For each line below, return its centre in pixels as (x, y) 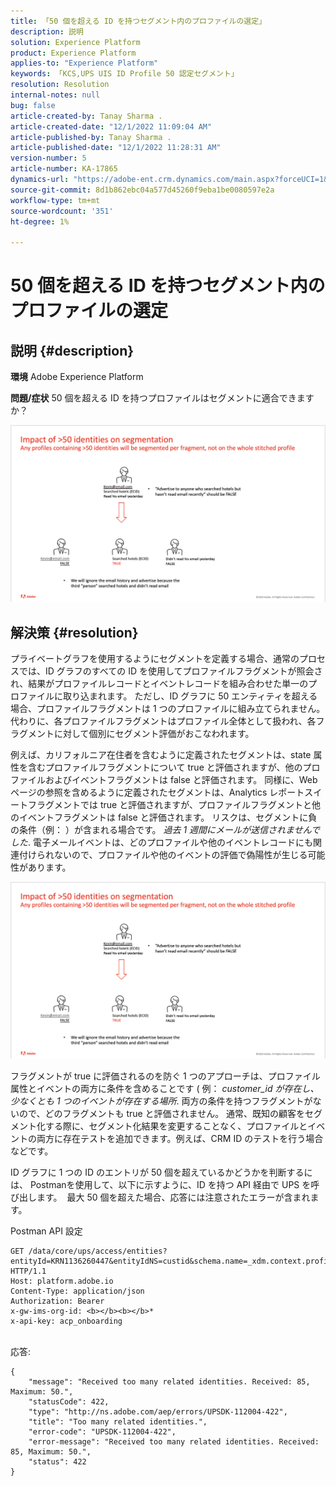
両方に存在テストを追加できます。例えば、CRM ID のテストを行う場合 (180, 1138)
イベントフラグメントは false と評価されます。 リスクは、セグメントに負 (168, 817)
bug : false (33, 105)
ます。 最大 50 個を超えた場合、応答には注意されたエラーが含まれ (173, 1197)
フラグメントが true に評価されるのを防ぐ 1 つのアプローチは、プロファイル (165, 1076)
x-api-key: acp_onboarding (66, 1321)
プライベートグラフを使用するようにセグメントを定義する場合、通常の (155, 658)
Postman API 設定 (46, 1231)
